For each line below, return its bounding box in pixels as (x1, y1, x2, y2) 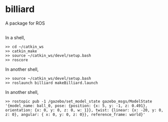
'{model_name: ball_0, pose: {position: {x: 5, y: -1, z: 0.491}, (5, 103, 148, 108)
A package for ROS (5, 20, 45, 26)
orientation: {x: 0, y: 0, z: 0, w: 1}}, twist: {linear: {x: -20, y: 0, (5, 108, 164, 113)
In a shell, (5, 35, 25, 41)
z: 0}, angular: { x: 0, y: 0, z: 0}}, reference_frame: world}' (5, 112, 145, 117)
